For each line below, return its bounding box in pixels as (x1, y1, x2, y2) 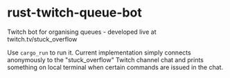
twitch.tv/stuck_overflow (7, 35, 78, 43)
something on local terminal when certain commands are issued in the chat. (7, 63, 224, 71)
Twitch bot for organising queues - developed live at (7, 28, 157, 36)
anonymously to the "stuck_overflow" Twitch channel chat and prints (7, 55, 204, 64)
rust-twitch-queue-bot (7, 5, 142, 21)
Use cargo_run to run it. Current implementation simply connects (7, 48, 192, 57)
